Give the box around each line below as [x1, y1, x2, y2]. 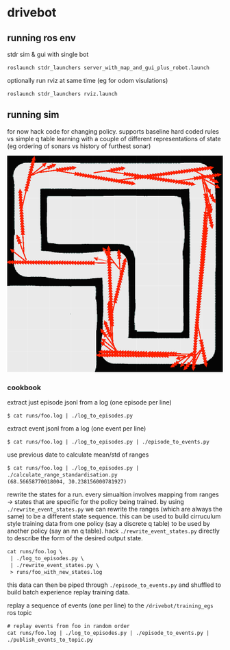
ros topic [7, 608, 32, 616]
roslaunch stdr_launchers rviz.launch [7, 91, 118, 97]
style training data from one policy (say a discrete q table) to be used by [7, 519, 210, 527]
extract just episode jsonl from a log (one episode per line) [7, 398, 172, 406]
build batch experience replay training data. [7, 588, 130, 596]
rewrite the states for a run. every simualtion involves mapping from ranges [7, 490, 219, 498]
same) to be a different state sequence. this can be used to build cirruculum [7, 512, 221, 520]
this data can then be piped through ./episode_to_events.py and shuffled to [7, 581, 221, 589]
